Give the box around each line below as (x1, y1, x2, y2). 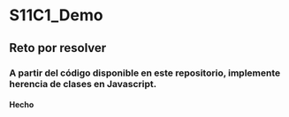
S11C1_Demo (9, 5, 103, 26)
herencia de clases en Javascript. (9, 77, 157, 90)
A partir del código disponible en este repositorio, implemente (9, 67, 281, 79)
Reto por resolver (9, 40, 107, 55)
